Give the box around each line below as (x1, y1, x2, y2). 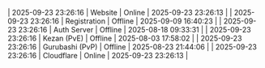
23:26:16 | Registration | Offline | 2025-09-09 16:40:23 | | (30, 16, 222, 26)
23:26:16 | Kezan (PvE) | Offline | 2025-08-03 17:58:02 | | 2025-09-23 (7, 33, 242, 43)
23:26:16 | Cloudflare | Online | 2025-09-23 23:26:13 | (7, 51, 188, 60)
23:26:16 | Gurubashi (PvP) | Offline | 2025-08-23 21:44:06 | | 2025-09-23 (7, 42, 257, 52)
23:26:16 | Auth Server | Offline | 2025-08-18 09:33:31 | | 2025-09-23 (18, 25, 252, 34)
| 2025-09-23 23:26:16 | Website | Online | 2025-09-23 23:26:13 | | (7, 8, 233, 17)
